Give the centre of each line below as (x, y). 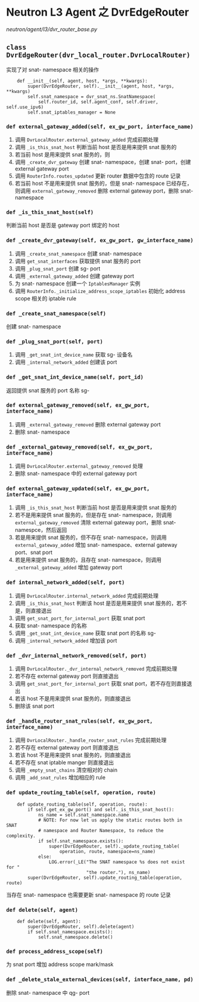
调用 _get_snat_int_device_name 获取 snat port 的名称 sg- (85, 633)
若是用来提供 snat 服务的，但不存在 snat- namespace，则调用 (91, 537)
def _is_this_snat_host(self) (50, 212)
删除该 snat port (35, 706)
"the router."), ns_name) (118, 872)
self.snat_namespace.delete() (75, 937)
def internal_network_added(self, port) (66, 583)
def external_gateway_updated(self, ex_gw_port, (78, 489)
